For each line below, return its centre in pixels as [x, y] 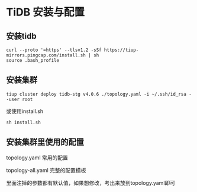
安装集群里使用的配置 [45, 142]
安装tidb [21, 36]
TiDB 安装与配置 [45, 12]
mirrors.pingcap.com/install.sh [46, 55]
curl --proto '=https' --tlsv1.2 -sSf [54, 50]
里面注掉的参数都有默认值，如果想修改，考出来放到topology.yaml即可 [91, 182]
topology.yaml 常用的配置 [37, 158]
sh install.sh [24, 122]
